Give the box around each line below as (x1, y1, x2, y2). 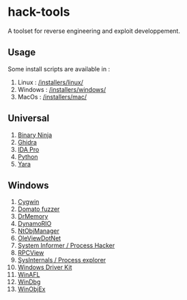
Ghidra (17, 138, 37, 146)
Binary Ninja (17, 131, 53, 139)
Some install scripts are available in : (8, 64, 111, 73)
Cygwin (17, 198, 40, 206)
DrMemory (17, 212, 48, 221)
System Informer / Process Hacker (17, 241, 115, 250)
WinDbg (17, 278, 41, 286)
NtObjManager (17, 227, 60, 235)
